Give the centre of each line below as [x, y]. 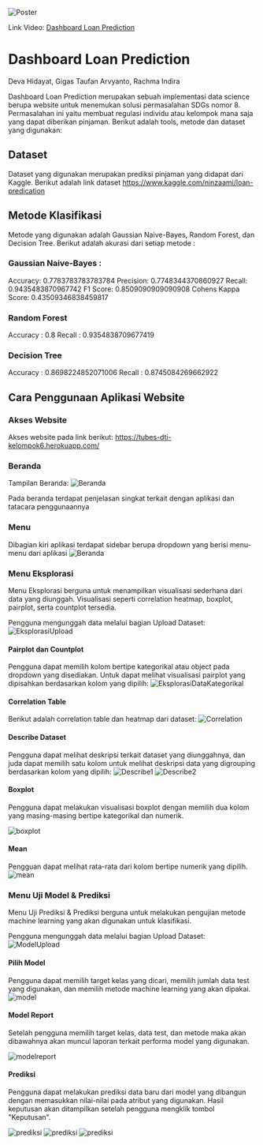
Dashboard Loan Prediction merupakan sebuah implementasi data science [129, 96]
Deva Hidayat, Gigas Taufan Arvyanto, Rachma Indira [94, 81]
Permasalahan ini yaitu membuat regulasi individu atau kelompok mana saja [131, 113]
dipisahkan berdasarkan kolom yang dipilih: [79, 684]
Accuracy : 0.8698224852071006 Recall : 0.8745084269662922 [113, 373]
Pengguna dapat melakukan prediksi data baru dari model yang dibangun [127, 1092]
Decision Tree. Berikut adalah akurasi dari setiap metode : [102, 243]
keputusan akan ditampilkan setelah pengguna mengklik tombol [111, 1109]
